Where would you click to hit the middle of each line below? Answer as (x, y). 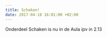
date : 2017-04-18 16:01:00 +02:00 (42, 15)
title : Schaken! (22, 10)
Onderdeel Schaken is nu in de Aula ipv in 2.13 (54, 29)
